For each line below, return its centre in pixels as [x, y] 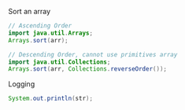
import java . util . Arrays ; [50, 33]
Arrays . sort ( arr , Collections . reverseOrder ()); [88, 69]
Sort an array [30, 11]
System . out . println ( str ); [50, 99]
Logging [22, 84]
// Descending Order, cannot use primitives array [93, 54]
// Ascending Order [40, 26]
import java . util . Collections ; [59, 62]
